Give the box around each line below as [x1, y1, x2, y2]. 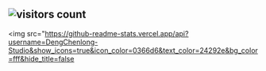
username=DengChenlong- [8, 37, 98, 47]
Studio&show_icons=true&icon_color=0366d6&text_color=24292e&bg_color [8, 45, 258, 55]
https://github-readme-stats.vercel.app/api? [44, 28, 189, 38]
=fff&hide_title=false [8, 54, 75, 63]
